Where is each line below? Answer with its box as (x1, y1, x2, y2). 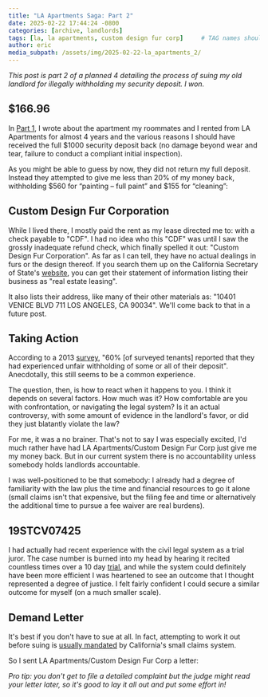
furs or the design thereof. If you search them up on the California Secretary (8, 259, 258, 269)
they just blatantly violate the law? (8, 419, 120, 429)
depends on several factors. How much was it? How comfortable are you (8, 394, 248, 404)
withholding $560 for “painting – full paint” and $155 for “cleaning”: (8, 181, 229, 191)
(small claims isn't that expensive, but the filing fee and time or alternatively (8, 492, 257, 502)
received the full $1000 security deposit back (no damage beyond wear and (8, 140, 258, 150)
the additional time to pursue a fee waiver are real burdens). (8, 501, 205, 510)
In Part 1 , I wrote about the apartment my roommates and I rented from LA (8, 123, 251, 132)
